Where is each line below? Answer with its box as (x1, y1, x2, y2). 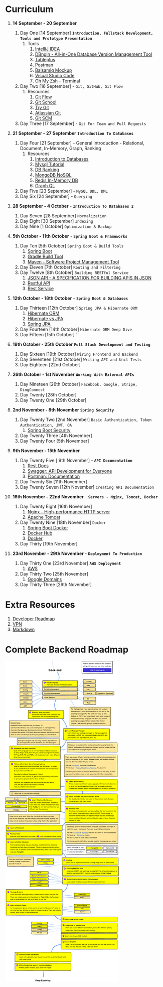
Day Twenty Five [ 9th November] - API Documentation (20, 457, 133, 463)
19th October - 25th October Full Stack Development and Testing (12, 341, 150, 347)
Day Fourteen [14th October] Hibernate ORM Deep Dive (20, 326, 132, 332)
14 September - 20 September (12, 20, 77, 26)
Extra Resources (5, 599, 75, 611)
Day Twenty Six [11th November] (20, 478, 87, 485)
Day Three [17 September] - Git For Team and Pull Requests (20, 120, 146, 126)
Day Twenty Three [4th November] (20, 433, 92, 439)
